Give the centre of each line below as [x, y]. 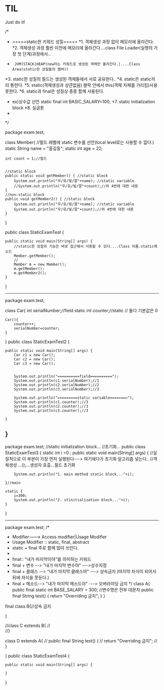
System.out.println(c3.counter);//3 [51, 411]
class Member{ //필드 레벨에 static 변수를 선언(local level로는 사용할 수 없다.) [80, 142]
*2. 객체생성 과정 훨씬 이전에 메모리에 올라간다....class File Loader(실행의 [82, 47]
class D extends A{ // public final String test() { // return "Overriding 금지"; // [81, 641]
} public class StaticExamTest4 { [37, 656]
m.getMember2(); [31, 273]
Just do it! [15, 22]
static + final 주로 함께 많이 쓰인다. [45, 548]
